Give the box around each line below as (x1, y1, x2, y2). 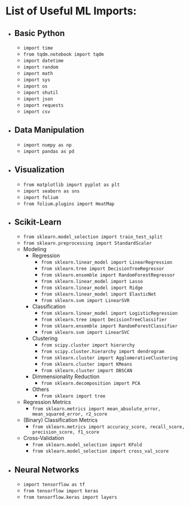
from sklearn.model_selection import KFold (32, 442, 142, 448)
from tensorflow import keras (23, 488, 99, 494)
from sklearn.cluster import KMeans (41, 362, 133, 368)
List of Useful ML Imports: (5, 4, 137, 18)
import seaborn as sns (23, 188, 80, 194)
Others (32, 385, 49, 393)
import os (23, 83, 48, 89)
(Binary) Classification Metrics (23, 417, 98, 424)
